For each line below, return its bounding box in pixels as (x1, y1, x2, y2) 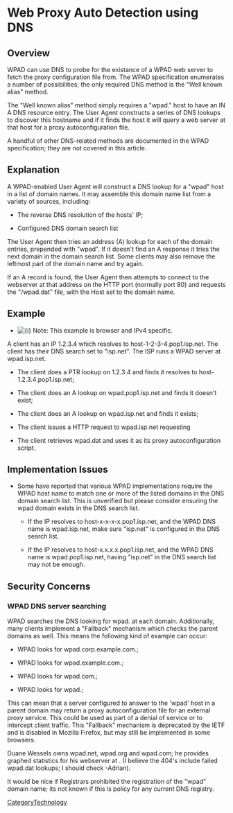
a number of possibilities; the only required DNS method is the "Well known (7, 80, 223, 88)
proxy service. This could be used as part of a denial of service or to (7, 714, 203, 722)
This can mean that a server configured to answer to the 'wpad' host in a (7, 699, 216, 708)
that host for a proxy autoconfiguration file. (7, 123, 130, 131)
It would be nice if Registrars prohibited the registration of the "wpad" (7, 778, 207, 786)
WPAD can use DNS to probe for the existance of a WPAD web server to (7, 66, 214, 73)
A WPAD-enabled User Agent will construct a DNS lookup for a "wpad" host (7, 182, 224, 191)
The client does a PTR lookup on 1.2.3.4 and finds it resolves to (17, 367, 198, 376)
